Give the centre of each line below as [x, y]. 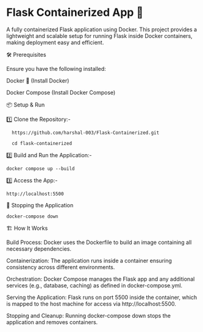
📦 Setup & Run [26, 105]
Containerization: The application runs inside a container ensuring [89, 260]
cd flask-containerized [42, 143]
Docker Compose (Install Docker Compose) [61, 92]
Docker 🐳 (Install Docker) [38, 80]
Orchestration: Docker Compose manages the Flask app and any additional [101, 279]
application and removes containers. [52, 322]
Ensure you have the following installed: [56, 68]
